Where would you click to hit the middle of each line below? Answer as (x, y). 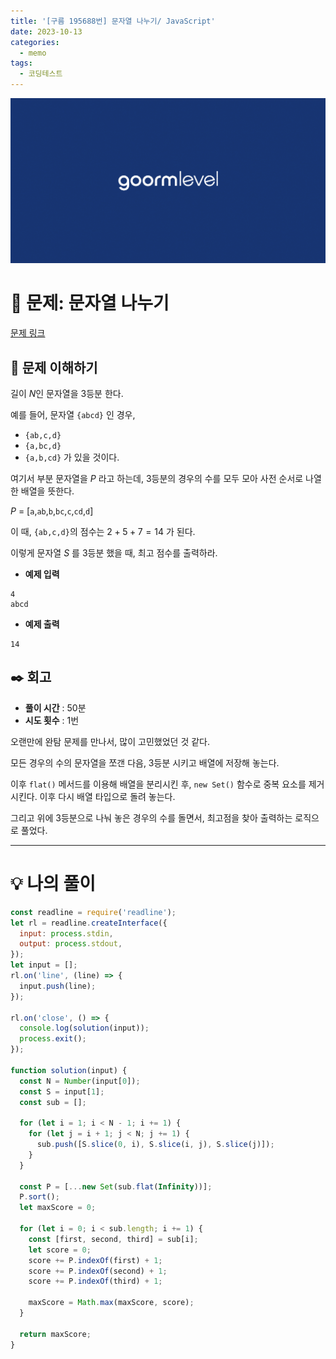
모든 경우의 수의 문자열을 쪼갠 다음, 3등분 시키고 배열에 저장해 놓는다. (145, 762)
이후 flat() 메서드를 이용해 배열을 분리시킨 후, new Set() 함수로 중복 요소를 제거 (167, 784)
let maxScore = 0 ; (58, 1208)
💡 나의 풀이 (53, 884)
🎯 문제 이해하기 (54, 367)
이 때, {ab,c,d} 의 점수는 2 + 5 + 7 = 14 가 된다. (103, 532)
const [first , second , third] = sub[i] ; (113, 1239)
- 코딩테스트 (41, 74)
